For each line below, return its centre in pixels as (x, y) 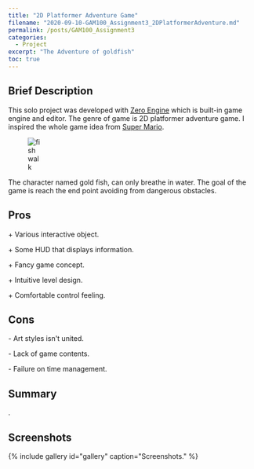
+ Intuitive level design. (45, 280)
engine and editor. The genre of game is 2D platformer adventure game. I (126, 118)
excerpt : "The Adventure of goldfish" (71, 52)
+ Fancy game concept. (46, 265)
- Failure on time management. (58, 369)
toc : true (24, 60)
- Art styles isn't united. (46, 339)
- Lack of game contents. (49, 354)
